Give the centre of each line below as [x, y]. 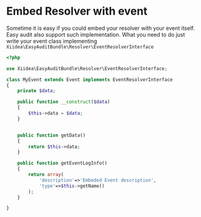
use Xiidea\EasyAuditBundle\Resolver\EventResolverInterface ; [87, 68]
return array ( [46, 175]
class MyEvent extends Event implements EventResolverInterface [90, 80]
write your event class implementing [52, 41]
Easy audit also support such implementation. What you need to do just [96, 34]
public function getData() [51, 135]
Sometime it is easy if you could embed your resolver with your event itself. [100, 28]
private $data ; [37, 91]
